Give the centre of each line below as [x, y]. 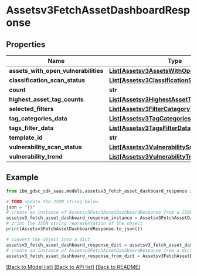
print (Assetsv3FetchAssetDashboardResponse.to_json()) [74, 229]
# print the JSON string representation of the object [74, 224]
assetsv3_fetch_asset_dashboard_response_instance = [72, 218]
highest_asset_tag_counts [46, 99]
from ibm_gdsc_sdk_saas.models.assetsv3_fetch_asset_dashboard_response [97, 191]
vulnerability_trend [36, 156]
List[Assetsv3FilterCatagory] [151, 109]
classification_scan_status [47, 80]
